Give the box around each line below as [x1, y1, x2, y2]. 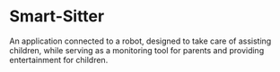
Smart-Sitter [9, 6, 105, 27]
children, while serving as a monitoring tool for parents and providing [9, 44, 265, 55]
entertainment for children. [9, 54, 109, 65]
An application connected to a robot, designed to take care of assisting [9, 36, 272, 46]
